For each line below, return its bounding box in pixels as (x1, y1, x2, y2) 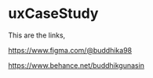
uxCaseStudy (8, 5, 99, 23)
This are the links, (8, 30, 66, 40)
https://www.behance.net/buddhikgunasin (8, 60, 145, 70)
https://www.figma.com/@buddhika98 (8, 45, 132, 55)
